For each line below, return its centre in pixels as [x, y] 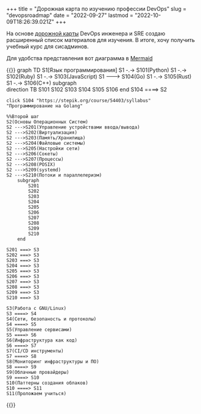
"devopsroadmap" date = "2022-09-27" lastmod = [70, 15]
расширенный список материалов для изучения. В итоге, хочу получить [100, 40]
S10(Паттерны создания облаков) [47, 383]
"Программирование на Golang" [45, 106]
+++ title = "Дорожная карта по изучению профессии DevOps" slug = [97, 9]
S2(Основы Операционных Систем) [47, 122]
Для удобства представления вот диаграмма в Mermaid [80, 58]
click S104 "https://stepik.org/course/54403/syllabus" [79, 100]
